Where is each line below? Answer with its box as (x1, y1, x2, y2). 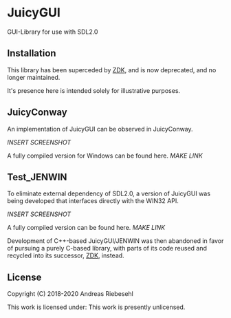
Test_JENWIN (7, 171, 67, 183)
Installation (7, 47, 56, 59)
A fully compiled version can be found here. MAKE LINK (7, 224, 166, 232)
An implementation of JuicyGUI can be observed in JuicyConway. (7, 125, 194, 133)
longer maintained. (7, 73, 60, 81)
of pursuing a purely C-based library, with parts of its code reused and (7, 244, 208, 253)
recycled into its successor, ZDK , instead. (7, 251, 125, 259)
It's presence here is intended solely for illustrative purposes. (7, 86, 181, 94)
